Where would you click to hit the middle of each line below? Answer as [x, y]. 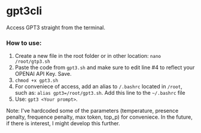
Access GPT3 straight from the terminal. [56, 27]
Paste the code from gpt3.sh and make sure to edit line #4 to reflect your [105, 67]
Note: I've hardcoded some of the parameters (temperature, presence [92, 111]
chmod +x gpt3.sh [36, 81]
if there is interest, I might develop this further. [63, 123]
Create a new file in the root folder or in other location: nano [88, 56]
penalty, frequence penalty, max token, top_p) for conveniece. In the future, [99, 117]
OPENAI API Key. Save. [43, 74]
